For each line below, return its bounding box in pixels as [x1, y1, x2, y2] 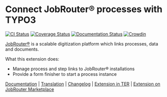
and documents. [5, 46, 39, 52]
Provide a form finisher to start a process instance [12, 71, 117, 77]
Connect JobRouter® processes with [5, 4, 163, 15]
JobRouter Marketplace [5, 86, 54, 92]
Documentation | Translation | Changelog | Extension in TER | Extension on [5, 81, 160, 87]
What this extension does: [5, 56, 60, 62]
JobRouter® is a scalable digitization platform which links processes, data [5, 40, 158, 46]
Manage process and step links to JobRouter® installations [12, 66, 135, 72]
